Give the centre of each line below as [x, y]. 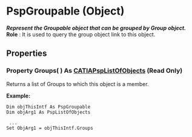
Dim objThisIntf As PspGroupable [48, 107]
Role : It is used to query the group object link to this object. [81, 34]
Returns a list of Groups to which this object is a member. [78, 84]
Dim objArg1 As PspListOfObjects [48, 112]
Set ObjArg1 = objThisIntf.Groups [50, 128]
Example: [18, 96]
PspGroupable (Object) [65, 11]
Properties [27, 54]
